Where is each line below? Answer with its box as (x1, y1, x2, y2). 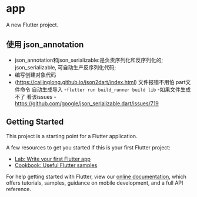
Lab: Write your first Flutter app (14, 155, 91, 162)
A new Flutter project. (6, 21, 59, 28)
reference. (6, 185, 31, 192)
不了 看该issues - (14, 93, 57, 100)
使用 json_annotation (6, 40, 84, 50)
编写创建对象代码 (14, 71, 56, 78)
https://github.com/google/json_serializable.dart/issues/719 (14, 99, 159, 107)
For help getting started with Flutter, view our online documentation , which (6, 173, 187, 180)
